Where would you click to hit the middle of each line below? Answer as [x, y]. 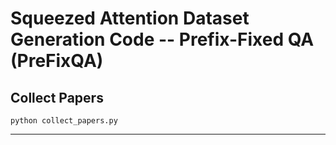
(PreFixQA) [57, 61]
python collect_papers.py [64, 121]
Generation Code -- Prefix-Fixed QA [162, 39]
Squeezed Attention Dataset [130, 18]
